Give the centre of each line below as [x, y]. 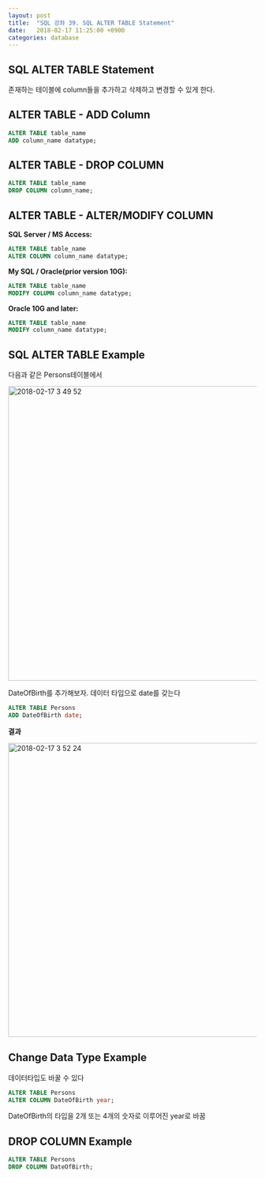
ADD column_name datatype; [52, 140]
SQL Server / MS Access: [50, 234]
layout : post [30, 15]
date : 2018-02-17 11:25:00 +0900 [67, 30]
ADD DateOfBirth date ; [45, 715]
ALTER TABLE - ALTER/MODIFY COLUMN [111, 215]
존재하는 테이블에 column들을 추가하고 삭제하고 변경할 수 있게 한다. [112, 90]
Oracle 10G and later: [43, 308]
